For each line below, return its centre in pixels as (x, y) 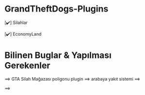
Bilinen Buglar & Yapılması (58, 55)
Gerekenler (27, 66)
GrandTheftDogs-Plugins (56, 9)
